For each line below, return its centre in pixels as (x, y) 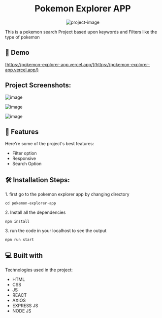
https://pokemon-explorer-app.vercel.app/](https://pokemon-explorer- (78, 64)
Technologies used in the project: (39, 270)
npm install (17, 222)
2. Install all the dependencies (35, 212)
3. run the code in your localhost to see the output (56, 231)
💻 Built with (24, 256)
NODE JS (22, 311)
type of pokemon (23, 37)
